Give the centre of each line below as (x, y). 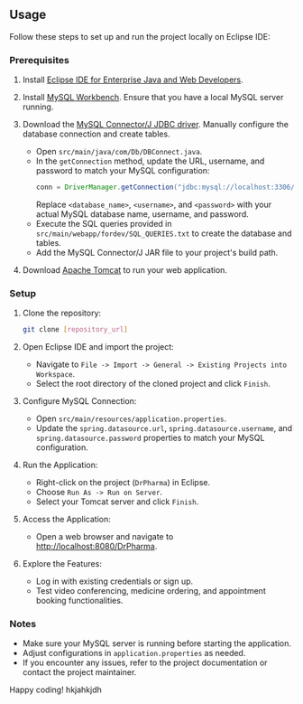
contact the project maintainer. (79, 672)
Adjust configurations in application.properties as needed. (134, 653)
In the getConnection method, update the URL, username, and (150, 161)
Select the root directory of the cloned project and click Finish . (153, 384)
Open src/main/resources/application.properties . (131, 418)
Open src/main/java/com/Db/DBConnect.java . (119, 152)
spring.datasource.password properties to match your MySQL (150, 438)
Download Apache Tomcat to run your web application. (125, 269)
